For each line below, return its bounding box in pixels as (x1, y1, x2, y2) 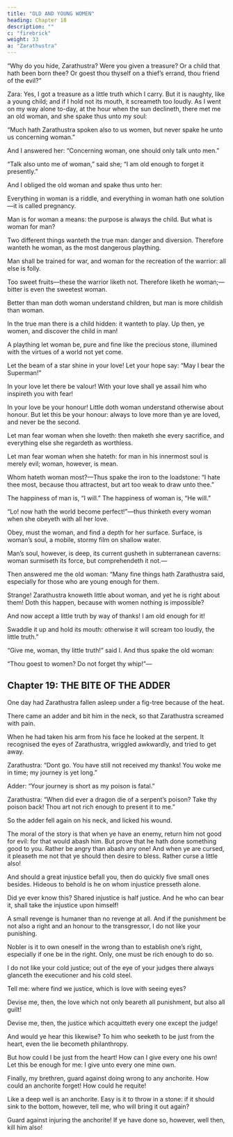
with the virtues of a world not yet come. (7, 348, 124, 356)
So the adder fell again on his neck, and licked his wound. (7, 816, 172, 825)
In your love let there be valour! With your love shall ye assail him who (7, 382, 207, 390)
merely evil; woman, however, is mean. (7, 460, 118, 468)
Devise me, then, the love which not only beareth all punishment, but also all (7, 998, 225, 1006)
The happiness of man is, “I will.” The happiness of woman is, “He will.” (7, 494, 211, 502)
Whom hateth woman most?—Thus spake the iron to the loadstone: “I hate (7, 473, 220, 481)
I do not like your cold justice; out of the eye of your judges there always (7, 963, 214, 971)
